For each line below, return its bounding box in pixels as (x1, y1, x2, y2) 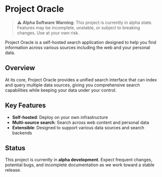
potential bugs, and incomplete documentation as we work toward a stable (5, 162, 155, 168)
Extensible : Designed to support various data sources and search (12, 124, 144, 130)
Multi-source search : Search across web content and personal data (12, 119, 149, 125)
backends (12, 130, 33, 136)
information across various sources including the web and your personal (5, 44, 150, 50)
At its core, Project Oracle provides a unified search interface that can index (5, 77, 157, 82)
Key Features (5, 101, 46, 110)
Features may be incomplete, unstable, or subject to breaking (17, 24, 140, 30)
